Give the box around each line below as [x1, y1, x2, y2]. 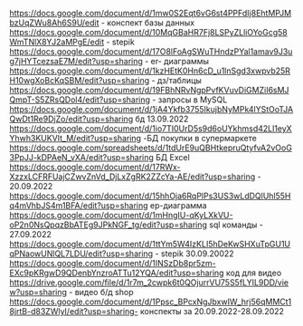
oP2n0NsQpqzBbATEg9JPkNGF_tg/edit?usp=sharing [9, 219, 208, 230]
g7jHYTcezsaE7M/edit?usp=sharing [9, 56, 143, 66]
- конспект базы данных [100, 17, 195, 28]
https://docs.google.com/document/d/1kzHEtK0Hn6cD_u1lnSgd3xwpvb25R [9, 65, 291, 76]
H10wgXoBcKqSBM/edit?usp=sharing [9, 75, 150, 85]
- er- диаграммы [144, 56, 210, 66]
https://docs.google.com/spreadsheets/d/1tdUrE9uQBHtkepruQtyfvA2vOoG [9, 142, 292, 153]
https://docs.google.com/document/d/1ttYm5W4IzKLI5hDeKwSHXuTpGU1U [9, 239, 291, 249]
